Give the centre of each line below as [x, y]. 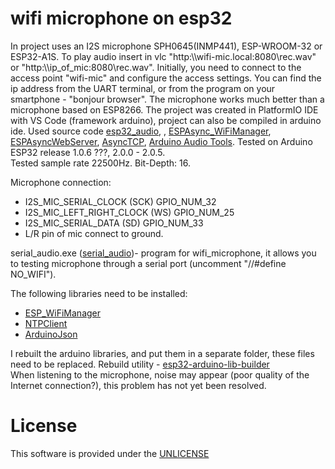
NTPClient [46, 323]
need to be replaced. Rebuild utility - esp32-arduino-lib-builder [140, 364]
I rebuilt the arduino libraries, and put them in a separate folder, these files [162, 353]
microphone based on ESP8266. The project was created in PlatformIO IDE [164, 109]
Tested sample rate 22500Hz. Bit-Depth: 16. [100, 163]
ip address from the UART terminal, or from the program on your [143, 88]
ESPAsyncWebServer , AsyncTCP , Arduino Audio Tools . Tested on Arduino [161, 141]
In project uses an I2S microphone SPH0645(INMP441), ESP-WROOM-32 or [166, 46]
